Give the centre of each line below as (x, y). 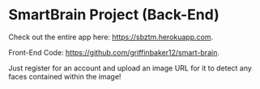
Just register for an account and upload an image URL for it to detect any (130, 68)
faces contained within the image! (65, 76)
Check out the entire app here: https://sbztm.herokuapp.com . (111, 37)
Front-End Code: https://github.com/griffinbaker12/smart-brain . (114, 52)
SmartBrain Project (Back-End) (114, 15)
